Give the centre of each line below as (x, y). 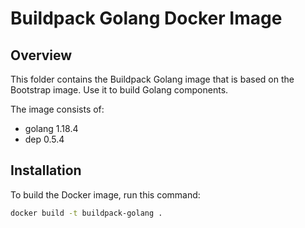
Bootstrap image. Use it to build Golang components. (119, 90)
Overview (41, 55)
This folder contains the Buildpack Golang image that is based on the (152, 79)
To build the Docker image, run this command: (105, 194)
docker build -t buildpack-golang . (86, 213)
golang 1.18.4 (51, 128)
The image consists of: (57, 109)
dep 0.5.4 (44, 139)
